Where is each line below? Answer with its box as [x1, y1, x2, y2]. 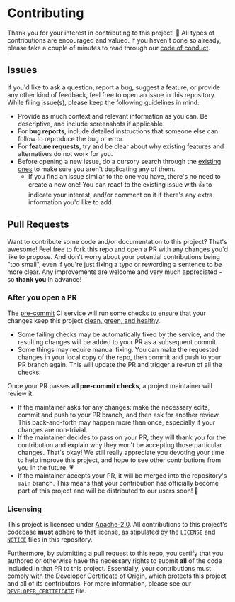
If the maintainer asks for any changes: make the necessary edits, [17, 403, 210, 411]
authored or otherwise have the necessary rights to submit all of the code [7, 557, 222, 565]
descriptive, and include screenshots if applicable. [17, 119, 165, 128]
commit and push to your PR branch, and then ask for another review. [17, 410, 221, 419]
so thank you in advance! [7, 275, 82, 283]
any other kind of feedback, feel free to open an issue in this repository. [7, 90, 216, 99]
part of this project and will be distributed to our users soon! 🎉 [17, 486, 199, 495]
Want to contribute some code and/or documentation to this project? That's [7, 237, 228, 246]
